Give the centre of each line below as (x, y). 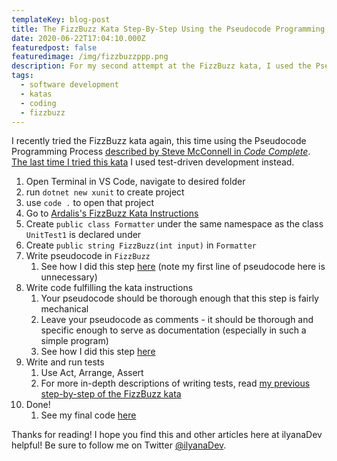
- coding (38, 103)
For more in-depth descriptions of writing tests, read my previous (175, 383)
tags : (22, 76)
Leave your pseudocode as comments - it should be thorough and (177, 320)
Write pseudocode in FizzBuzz (88, 256)
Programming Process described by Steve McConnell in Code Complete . (161, 152)
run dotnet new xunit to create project (105, 192)
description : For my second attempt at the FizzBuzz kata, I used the (161, 66)
